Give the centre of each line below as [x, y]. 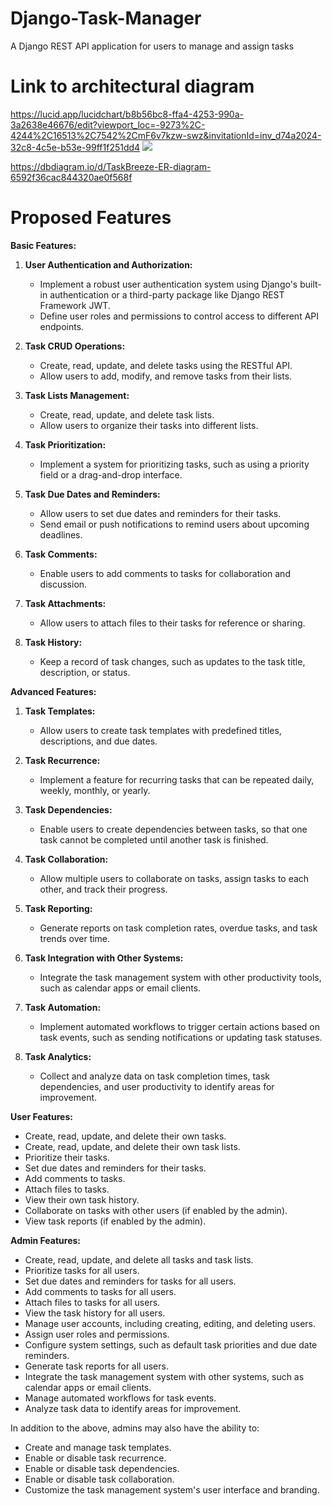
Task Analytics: [58, 1056]
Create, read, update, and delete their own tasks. [125, 1136]
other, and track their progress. [103, 889]
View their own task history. [82, 1199]
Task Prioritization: [65, 444]
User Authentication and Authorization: [108, 264]
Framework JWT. [75, 305]
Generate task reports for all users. [96, 1366]
